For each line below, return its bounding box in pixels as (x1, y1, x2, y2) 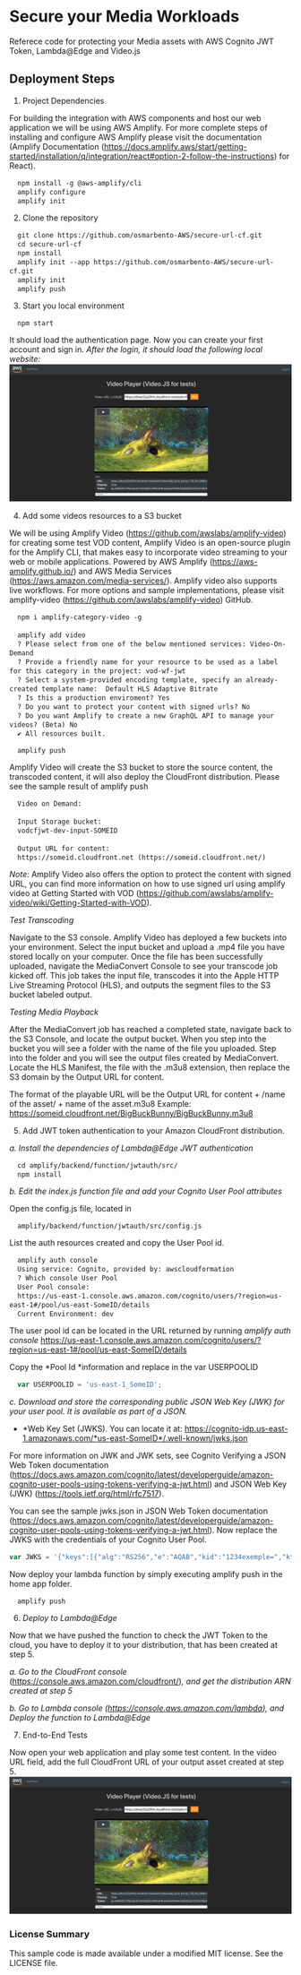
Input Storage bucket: (17, 817, 102, 826)
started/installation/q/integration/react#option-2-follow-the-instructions (9, 151, 275, 161)
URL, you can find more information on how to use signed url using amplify (9, 878, 286, 889)
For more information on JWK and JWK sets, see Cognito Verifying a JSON (9, 1450, 287, 1461)
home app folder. (9, 1578, 73, 1589)
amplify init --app (17, 257, 90, 266)
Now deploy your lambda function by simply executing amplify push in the (9, 1568, 283, 1579)
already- (245, 675, 279, 685)
